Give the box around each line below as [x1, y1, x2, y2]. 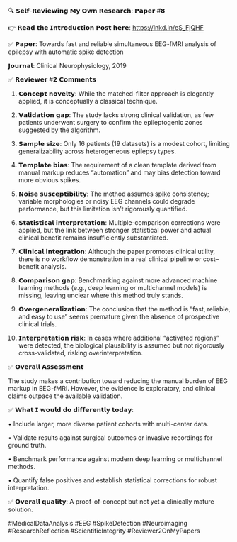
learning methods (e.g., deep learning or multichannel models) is [18, 284, 207, 292]
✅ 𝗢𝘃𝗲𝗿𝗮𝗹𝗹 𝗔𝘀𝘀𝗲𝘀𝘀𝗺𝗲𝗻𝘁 [8, 363, 84, 371]
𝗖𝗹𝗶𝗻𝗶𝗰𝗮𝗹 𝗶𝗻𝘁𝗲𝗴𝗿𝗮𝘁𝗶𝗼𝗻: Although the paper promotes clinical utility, [18, 248, 215, 255]
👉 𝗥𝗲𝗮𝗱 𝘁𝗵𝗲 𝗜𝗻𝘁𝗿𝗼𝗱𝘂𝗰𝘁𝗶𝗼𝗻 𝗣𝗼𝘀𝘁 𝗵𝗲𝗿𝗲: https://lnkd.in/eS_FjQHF [8, 23, 204, 31]
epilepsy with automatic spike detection [8, 48, 124, 56]
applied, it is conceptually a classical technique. [18, 97, 158, 105]
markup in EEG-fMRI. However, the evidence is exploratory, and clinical [8, 385, 216, 392]
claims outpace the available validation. [8, 392, 123, 400]
